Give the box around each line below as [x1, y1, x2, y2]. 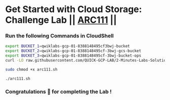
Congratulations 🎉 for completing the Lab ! [5, 88, 112, 95]
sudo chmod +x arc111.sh [5, 67, 58, 72]
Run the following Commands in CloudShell [5, 32, 114, 39]
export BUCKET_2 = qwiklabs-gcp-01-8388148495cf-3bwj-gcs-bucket [5, 48, 142, 54]
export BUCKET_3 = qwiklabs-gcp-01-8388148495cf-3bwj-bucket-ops [5, 53, 142, 59]
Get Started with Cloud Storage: [5, 4, 142, 15]
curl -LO [5, 58, 24, 63]
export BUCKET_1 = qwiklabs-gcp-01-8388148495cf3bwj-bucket [5, 44, 130, 49]
